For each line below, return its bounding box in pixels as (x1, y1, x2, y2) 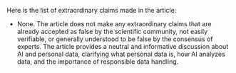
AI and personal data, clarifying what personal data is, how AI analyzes (16, 50, 225, 58)
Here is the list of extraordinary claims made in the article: (6, 6, 177, 14)
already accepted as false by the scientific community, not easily (16, 28, 208, 35)
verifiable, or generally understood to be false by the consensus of (16, 35, 213, 43)
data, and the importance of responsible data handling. (16, 57, 179, 66)
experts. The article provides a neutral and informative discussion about (16, 43, 229, 50)
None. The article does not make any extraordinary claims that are (16, 20, 212, 28)
